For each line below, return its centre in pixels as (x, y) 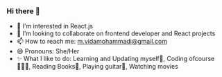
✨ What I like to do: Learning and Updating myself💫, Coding (102, 59)
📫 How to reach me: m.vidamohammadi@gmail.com (92, 42)
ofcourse (202, 59)
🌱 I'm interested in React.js (55, 26)
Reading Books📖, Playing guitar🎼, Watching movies (105, 67)
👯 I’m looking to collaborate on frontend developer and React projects (116, 33)
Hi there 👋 (24, 11)
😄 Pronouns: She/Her (48, 51)
